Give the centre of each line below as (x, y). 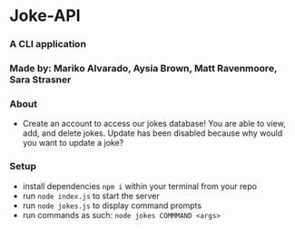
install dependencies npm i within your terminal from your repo (139, 186)
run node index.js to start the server (91, 196)
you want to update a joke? (73, 143)
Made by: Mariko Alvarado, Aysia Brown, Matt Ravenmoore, (143, 69)
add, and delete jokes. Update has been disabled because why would (152, 133)
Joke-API (45, 16)
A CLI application (48, 44)
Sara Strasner (40, 80)
